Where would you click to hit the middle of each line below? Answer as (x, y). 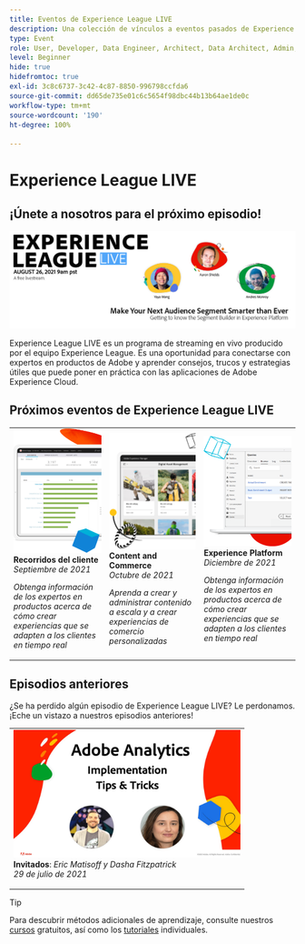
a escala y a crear (143, 612)
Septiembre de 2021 (52, 569)
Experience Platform (243, 552)
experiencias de (139, 621)
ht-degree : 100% (40, 125)
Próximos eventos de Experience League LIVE (142, 411)
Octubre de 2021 (141, 575)
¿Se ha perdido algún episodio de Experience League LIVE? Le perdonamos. (152, 706)
